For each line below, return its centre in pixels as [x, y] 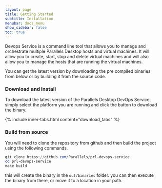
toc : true [15, 32]
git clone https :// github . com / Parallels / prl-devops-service [68, 157]
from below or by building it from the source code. [56, 76]
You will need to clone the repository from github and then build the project [81, 143]
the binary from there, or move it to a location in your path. [64, 181]
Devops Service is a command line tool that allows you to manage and [76, 46]
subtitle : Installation [29, 19]
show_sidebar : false [26, 28]
